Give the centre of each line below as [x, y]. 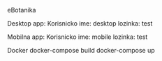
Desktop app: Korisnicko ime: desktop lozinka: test [80, 23]
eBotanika [22, 10]
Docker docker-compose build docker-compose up [81, 50]
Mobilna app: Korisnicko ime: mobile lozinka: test [78, 37]
